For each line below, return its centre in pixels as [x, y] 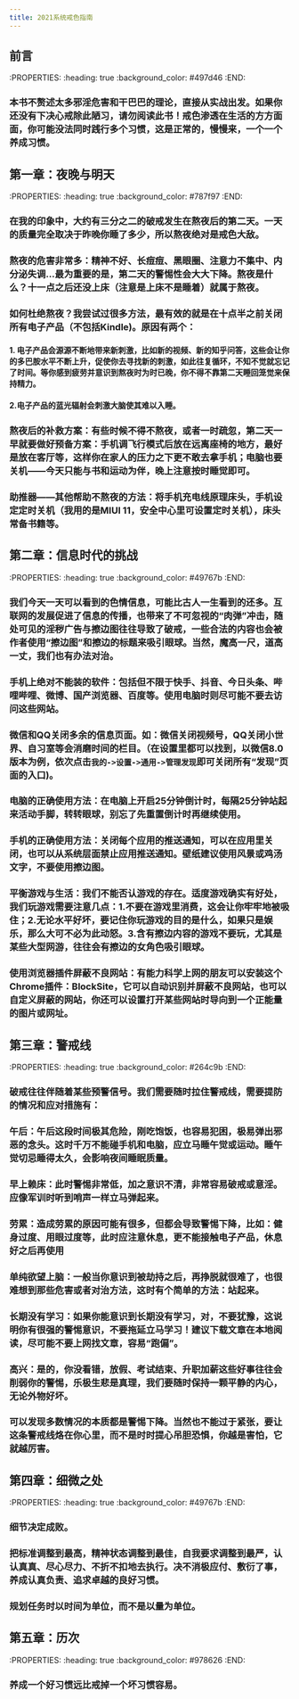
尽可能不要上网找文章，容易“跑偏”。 [105, 1343]
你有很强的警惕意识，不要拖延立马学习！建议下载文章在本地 [146, 1330]
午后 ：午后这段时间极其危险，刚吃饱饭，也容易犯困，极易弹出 [141, 1131]
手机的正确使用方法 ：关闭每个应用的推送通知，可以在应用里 [137, 841]
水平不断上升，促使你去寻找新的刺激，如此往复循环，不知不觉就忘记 [165, 361]
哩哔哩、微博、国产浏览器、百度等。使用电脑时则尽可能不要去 [141, 695]
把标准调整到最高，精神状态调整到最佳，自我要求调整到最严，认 [146, 1554]
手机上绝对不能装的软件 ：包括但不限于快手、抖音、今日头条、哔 [146, 681]
